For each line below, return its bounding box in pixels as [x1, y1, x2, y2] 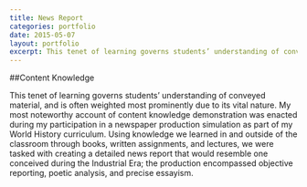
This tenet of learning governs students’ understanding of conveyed [9, 90, 267, 101]
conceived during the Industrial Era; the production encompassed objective [9, 158, 294, 169]
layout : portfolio [9, 38, 79, 48]
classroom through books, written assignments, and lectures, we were [9, 139, 274, 150]
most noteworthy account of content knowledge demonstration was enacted [9, 109, 298, 120]
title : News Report [9, 13, 84, 23]
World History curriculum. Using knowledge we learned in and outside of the [9, 129, 298, 140]
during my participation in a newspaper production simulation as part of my [9, 119, 293, 130]
